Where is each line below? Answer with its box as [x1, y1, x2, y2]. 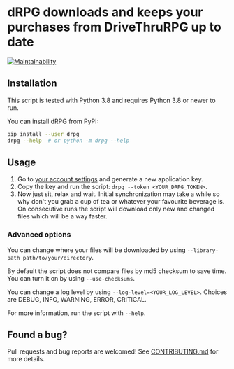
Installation [7, 78, 57, 90]
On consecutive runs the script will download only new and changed [17, 204, 215, 214]
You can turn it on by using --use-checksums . [7, 274, 135, 282]
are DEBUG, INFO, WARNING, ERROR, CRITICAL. [7, 295, 147, 303]
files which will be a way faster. [17, 212, 108, 221]
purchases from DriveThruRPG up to [7, 19, 221, 35]
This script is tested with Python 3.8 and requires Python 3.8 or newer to [7, 96, 216, 104]
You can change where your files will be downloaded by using [7, 246, 187, 254]
